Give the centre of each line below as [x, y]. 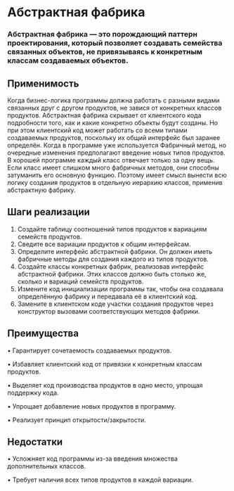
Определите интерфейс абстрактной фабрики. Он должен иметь [115, 251]
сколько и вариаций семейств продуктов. [80, 281]
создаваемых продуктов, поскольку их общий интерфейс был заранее [114, 137]
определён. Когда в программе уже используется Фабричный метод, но [117, 145]
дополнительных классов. [47, 466]
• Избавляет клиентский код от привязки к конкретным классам [105, 364]
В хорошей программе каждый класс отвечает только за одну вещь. [111, 160]
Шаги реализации [48, 212]
